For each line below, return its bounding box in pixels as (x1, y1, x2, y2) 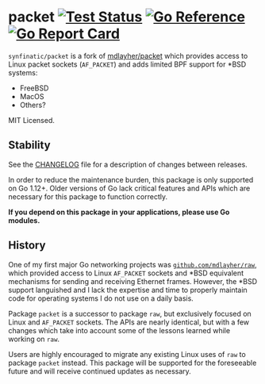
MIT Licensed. (8, 115, 56, 125)
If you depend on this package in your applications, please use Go (8, 207, 230, 217)
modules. (8, 215, 40, 225)
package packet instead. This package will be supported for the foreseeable (8, 358, 257, 367)
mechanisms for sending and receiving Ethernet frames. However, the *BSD (8, 276, 258, 286)
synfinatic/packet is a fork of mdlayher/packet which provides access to (8, 51, 248, 60)
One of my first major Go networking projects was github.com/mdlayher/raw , (8, 259, 257, 269)
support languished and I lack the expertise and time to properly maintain (8, 285, 248, 294)
